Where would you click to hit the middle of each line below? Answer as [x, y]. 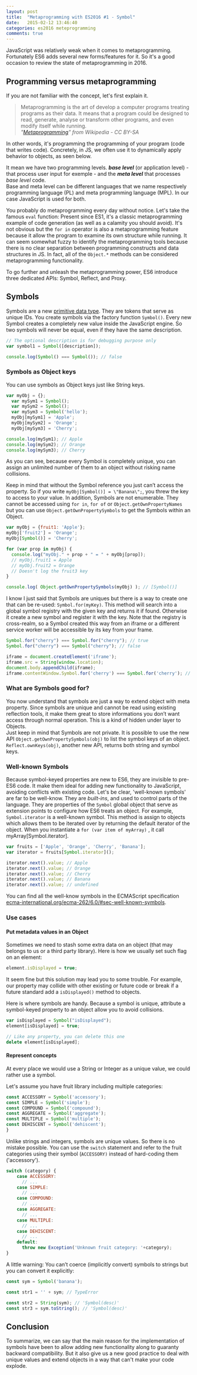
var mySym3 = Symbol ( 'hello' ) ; [50, 412]
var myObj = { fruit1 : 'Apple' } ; [46, 528]
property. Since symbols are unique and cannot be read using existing [91, 707]
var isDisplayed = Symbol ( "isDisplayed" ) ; [59, 1021]
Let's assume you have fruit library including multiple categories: [84, 1086]
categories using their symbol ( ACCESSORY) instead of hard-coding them [92, 1154]
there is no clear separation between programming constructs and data [93, 248]
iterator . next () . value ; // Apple [47, 863]
